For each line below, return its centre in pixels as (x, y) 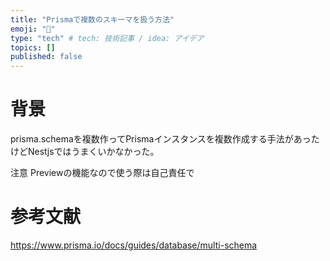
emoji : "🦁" (33, 29)
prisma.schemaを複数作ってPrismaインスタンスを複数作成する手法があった (165, 139)
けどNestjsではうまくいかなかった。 (85, 152)
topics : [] (33, 47)
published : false (46, 57)
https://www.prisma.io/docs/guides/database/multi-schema (134, 245)
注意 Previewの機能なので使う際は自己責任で (102, 173)
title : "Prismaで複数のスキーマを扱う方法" (92, 19)
